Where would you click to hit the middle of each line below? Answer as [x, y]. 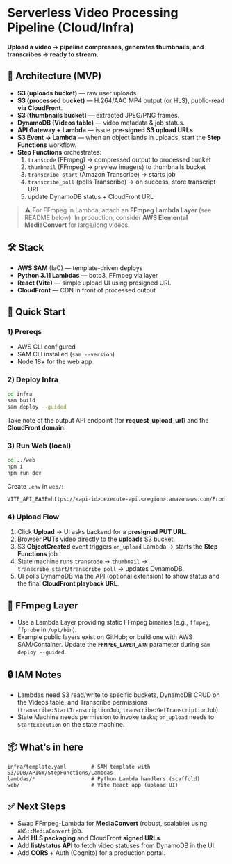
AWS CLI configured [47, 347]
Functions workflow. [47, 145]
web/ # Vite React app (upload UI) [93, 785]
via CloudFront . [40, 108]
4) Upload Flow [33, 517]
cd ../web [22, 460]
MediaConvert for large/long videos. [77, 225]
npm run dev [24, 473]
